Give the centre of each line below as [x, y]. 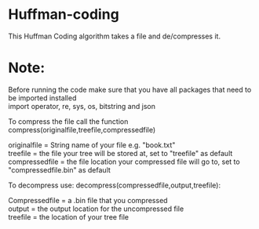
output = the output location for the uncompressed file [96, 209]
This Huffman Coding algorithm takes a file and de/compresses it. [115, 36]
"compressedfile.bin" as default [60, 169]
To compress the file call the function [68, 121]
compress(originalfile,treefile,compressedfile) [82, 129]
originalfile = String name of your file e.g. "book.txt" [92, 145]
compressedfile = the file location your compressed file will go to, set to [124, 162]
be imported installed [42, 98]
